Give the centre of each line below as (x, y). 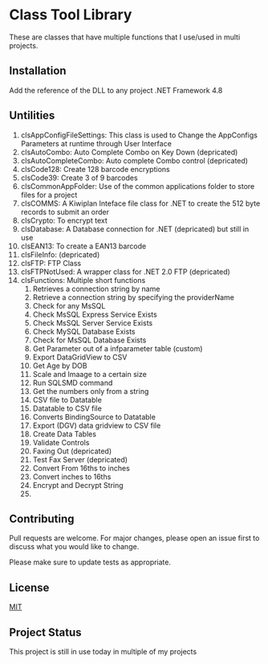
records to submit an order (65, 211)
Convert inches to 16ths (72, 477)
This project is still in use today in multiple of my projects (103, 652)
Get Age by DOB (60, 365)
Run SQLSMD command (73, 383)
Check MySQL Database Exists (84, 331)
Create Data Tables (65, 434)
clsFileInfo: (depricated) (60, 254)
